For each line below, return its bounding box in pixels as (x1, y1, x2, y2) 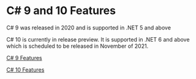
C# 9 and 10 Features (6, 4, 116, 18)
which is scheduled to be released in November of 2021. (6, 42, 149, 50)
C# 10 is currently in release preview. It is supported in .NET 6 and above (6, 36, 190, 43)
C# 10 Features (6, 66, 45, 73)
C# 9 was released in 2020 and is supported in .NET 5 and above (6, 24, 171, 31)
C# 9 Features (6, 54, 42, 61)
